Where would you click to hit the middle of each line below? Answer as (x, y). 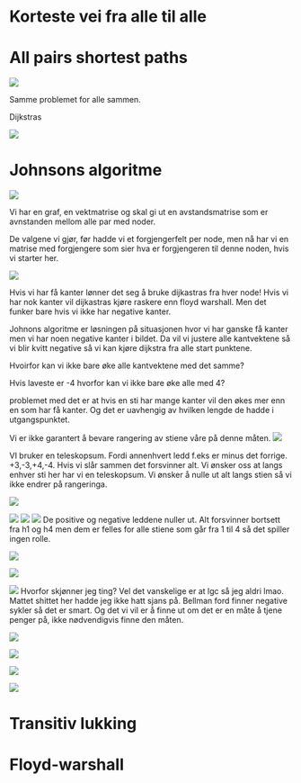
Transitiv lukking (73, 724)
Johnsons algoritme (86, 171)
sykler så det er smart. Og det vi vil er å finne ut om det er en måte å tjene (146, 610)
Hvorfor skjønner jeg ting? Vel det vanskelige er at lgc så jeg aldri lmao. (152, 591)
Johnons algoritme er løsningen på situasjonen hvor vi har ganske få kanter (149, 329)
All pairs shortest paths (99, 58)
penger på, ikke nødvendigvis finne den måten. (97, 620)
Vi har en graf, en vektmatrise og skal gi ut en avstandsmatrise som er (139, 212)
